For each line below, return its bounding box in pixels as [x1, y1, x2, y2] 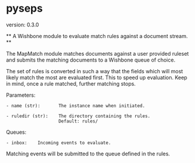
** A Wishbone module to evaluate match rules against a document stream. [6, 32, 188, 39]
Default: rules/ [58, 118, 98, 124]
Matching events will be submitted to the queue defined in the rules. [6, 150, 170, 157]
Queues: [6, 128, 27, 135]
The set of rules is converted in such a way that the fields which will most [6, 67, 183, 74]
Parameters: [6, 91, 36, 99]
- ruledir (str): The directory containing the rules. [6, 113, 150, 119]
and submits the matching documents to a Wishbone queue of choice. [6, 56, 176, 63]
